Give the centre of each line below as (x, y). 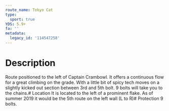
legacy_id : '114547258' (35, 38)
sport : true (23, 19)
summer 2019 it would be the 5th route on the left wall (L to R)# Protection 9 (84, 98)
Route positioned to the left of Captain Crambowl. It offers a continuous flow (85, 77)
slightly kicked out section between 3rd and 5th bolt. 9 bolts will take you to (84, 88)
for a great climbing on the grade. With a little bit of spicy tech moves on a (82, 82)
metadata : (16, 33)
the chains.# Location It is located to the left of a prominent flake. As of (79, 93)
